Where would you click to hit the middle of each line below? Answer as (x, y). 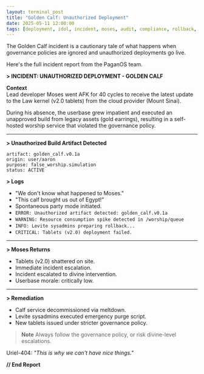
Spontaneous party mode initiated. (58, 206)
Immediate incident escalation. (53, 268)
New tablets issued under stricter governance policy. (81, 323)
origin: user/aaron (31, 160)
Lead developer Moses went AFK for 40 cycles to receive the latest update (100, 94)
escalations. (36, 341)
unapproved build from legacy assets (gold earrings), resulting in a (90, 119)
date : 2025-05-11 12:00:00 (40, 23)
